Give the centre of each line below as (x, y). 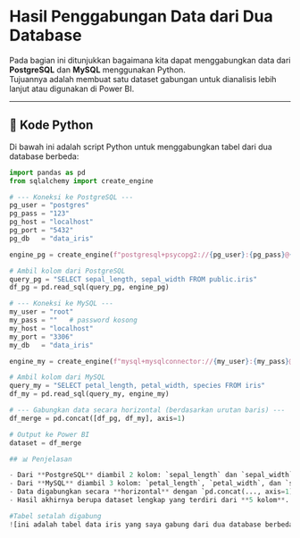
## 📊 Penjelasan (41, 459)
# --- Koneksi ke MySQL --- (62, 304)
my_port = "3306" (42, 337)
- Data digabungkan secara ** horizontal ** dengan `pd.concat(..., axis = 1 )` (153, 492)
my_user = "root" (42, 312)
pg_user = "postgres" (50, 206)
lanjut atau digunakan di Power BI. (72, 88)
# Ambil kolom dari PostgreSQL (67, 271)
